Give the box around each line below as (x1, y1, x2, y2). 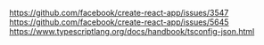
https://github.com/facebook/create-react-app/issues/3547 (9, 8, 229, 18)
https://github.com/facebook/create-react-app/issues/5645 (9, 17, 229, 27)
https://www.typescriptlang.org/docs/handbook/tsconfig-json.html (9, 26, 255, 36)
